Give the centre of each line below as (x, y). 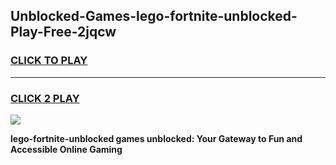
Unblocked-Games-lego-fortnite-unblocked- (154, 16)
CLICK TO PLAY (49, 61)
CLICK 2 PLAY (45, 98)
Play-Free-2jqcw (63, 32)
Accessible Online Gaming (66, 149)
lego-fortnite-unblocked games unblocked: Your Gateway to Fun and (156, 138)
